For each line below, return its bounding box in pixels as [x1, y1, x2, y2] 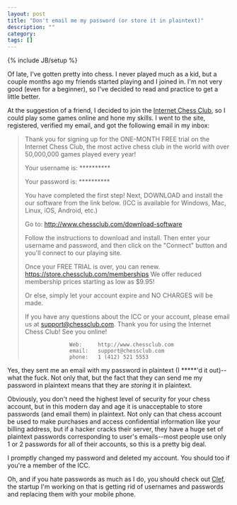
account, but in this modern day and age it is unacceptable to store [7, 402, 203, 411]
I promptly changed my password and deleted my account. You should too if [7, 454, 230, 463]
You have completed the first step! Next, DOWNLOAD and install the [24, 191, 224, 200]
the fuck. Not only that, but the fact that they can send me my [23, 373, 203, 382]
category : [7, 30, 37, 38]
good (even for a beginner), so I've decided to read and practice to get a [7, 85, 219, 93]
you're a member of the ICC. [7, 461, 91, 470]
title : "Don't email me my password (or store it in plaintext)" [7, 17, 204, 24]
